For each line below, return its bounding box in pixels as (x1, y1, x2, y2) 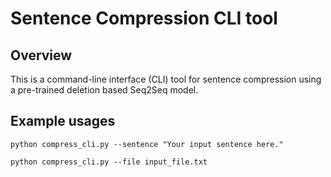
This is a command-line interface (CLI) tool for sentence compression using (10, 73, 322, 85)
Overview (10, 47, 73, 64)
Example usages (10, 113, 116, 130)
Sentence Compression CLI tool (10, 7, 278, 30)
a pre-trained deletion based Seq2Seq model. (10, 84, 199, 96)
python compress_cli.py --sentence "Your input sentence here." (10, 139, 284, 149)
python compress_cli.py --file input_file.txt (10, 157, 208, 167)
